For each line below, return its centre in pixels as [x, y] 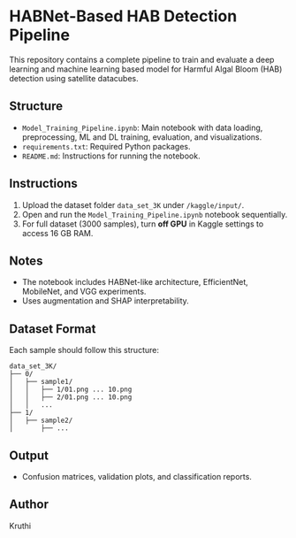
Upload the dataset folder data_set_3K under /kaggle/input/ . [133, 204]
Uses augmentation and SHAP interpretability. [106, 301]
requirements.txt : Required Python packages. [106, 146]
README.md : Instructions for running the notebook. [111, 156]
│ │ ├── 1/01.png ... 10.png [71, 390]
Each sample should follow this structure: [84, 350]
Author [29, 505]
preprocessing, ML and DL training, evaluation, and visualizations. [142, 137]
